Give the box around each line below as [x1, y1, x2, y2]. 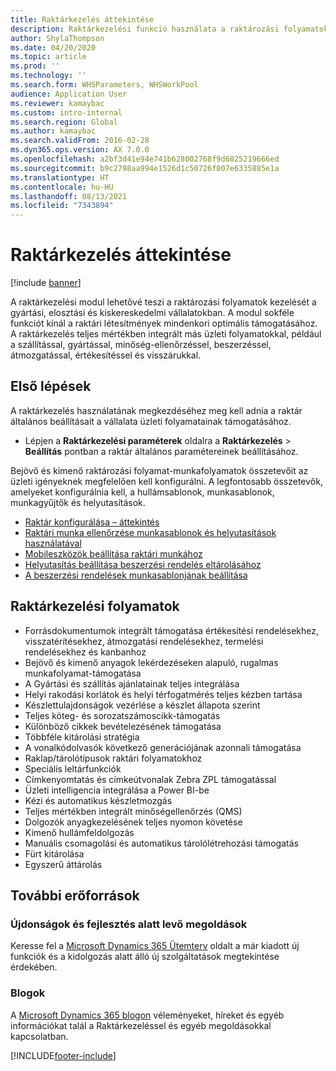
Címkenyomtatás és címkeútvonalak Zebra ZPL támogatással [24, 773, 277, 785]
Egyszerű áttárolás [24, 858, 103, 870]
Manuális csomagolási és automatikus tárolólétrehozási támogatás [24, 837, 299, 849]
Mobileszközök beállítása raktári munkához [24, 547, 203, 560]
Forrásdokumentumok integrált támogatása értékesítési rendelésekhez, [24, 624, 319, 636]
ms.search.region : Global [10, 117, 118, 127]
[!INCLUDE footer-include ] [10, 1049, 117, 1061]
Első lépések [10, 378, 92, 395]
